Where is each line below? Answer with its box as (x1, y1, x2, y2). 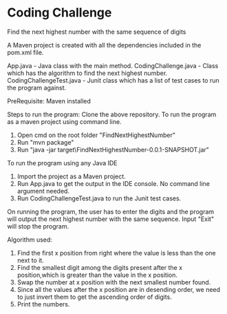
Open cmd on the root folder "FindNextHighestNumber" (17, 131, 175, 139)
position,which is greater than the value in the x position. (17, 271, 177, 279)
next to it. (17, 256, 45, 264)
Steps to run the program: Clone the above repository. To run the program (7, 110, 217, 118)
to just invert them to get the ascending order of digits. (17, 293, 172, 301)
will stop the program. (7, 222, 69, 230)
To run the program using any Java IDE (7, 158, 118, 167)
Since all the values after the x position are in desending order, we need (17, 285, 221, 293)
